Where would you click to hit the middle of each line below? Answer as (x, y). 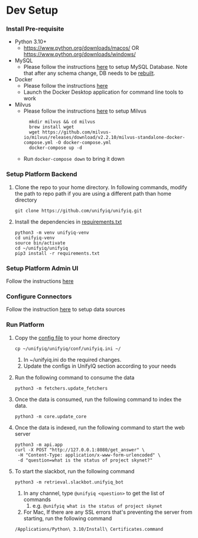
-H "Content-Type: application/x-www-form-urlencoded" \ (89, 455)
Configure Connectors (39, 296)
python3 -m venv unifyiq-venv (52, 233)
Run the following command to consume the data (74, 377)
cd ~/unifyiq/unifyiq (41, 248)
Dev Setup (32, 10)
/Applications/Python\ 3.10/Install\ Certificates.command (89, 529)
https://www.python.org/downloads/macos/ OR (81, 48)
